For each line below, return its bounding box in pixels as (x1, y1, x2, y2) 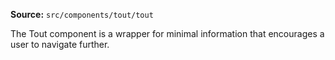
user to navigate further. (10, 39, 110, 50)
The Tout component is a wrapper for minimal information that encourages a (10, 28, 325, 39)
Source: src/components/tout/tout (10, 9, 154, 20)
